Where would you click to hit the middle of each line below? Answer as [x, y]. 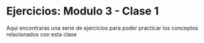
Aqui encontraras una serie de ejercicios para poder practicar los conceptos [102, 28]
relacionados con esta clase [42, 34]
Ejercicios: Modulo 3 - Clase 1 [82, 11]
